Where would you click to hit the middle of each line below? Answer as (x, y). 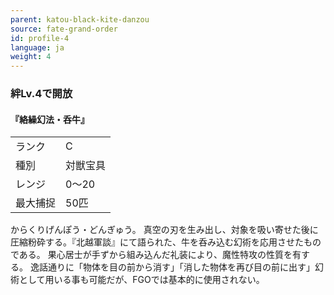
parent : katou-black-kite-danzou (80, 19)
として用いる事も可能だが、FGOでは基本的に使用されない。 (141, 280)
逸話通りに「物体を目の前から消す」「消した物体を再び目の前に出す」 (172, 267)
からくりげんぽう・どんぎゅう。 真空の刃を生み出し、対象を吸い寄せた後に (164, 230)
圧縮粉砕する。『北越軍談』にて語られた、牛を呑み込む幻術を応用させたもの (166, 242)
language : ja (37, 47)
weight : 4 (31, 57)
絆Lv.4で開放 (41, 94)
